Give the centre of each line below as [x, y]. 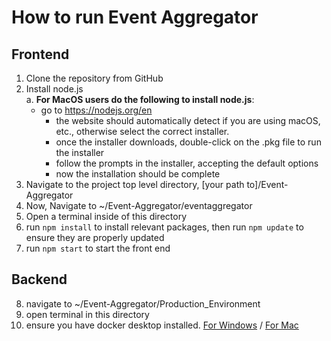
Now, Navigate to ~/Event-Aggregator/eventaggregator [139, 205]
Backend [39, 279]
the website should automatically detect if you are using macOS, [188, 120]
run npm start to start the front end [98, 248]
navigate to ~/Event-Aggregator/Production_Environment [143, 303]
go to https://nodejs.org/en [96, 110]
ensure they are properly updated [95, 237]
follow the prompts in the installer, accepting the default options [187, 163]
